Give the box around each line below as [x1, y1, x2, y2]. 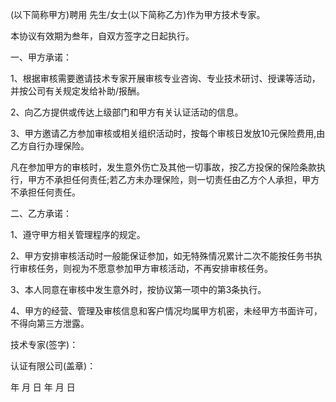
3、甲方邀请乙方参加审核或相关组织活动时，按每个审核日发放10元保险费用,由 [10, 128, 326, 139]
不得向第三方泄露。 [10, 318, 90, 329]
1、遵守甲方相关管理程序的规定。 [10, 229, 146, 240]
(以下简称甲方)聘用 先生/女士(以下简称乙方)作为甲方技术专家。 [10, 9, 266, 20]
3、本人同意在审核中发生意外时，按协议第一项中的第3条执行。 [10, 284, 267, 295]
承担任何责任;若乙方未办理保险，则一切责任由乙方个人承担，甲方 [53, 174, 320, 185]
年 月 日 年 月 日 [10, 381, 76, 393]
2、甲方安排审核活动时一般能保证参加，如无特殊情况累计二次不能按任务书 [10, 250, 314, 262]
